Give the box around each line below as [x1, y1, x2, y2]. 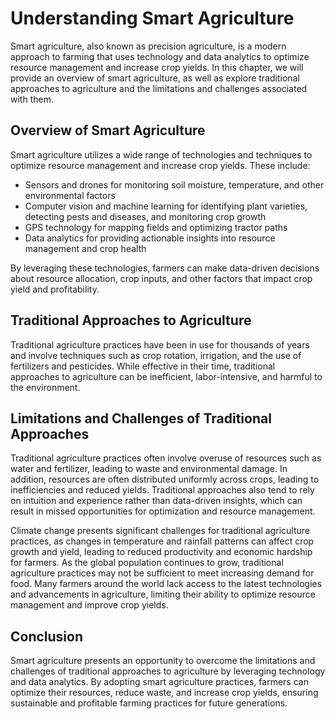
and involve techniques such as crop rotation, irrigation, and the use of [10, 349, 302, 361]
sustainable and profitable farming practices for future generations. [10, 697, 288, 709]
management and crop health [24, 242, 147, 254]
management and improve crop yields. [10, 599, 169, 611]
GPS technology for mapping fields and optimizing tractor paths [24, 221, 288, 233]
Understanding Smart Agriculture [10, 7, 295, 30]
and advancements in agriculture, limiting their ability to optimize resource [10, 588, 316, 601]
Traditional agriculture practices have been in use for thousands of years [10, 338, 310, 351]
